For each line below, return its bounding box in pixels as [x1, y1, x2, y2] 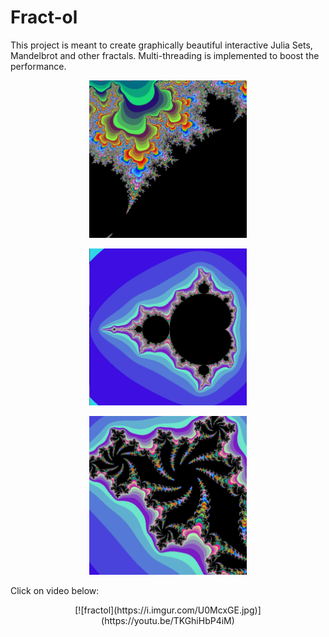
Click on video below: [10, 585, 100, 597]
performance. [10, 60, 67, 72]
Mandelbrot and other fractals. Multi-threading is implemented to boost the [10, 49, 320, 61]
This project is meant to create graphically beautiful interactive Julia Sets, [10, 39, 313, 51]
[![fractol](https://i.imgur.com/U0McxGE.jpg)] [74, 604, 262, 616]
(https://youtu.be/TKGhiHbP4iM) [101, 615, 235, 627]
